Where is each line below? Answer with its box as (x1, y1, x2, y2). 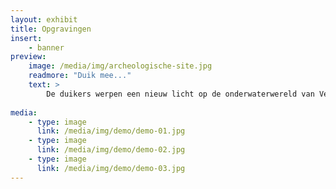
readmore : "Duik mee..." (28, 71, 132, 81)
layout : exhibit (10, 14, 78, 25)
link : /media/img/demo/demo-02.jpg (36, 145, 186, 155)
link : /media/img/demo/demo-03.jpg (36, 163, 186, 173)
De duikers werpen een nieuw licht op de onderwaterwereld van (46, 89, 315, 99)
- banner (28, 42, 65, 53)
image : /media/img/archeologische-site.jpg (28, 61, 213, 71)
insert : (10, 33, 43, 43)
